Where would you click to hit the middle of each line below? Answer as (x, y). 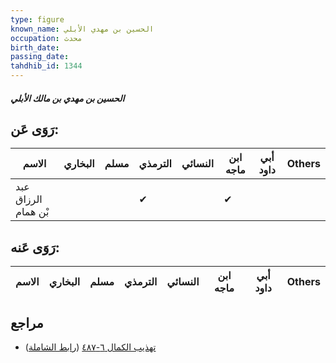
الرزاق (29, 199)
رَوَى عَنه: (35, 247)
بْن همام (32, 212)
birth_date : (35, 47)
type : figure (37, 19)
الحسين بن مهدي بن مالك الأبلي (67, 98)
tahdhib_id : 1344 (46, 66)
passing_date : (40, 57)
